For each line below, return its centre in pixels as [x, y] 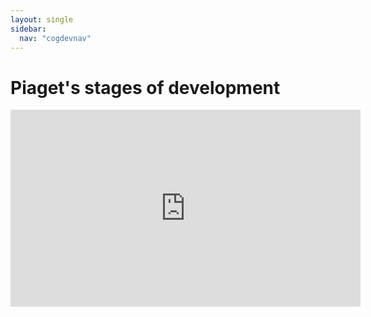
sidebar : [28, 29]
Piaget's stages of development [145, 87]
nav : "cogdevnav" [55, 38]
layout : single [42, 19]
